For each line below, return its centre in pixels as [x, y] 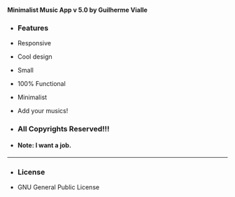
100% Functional [42, 83]
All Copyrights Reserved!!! [63, 129]
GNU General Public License [58, 187]
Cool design [35, 57]
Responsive [34, 43]
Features [33, 28]
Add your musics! [43, 110]
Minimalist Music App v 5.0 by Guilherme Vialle [78, 10]
